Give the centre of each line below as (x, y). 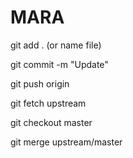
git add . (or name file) (56, 45)
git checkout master (51, 122)
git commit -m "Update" (59, 64)
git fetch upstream (48, 103)
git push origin (40, 83)
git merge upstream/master (66, 142)
